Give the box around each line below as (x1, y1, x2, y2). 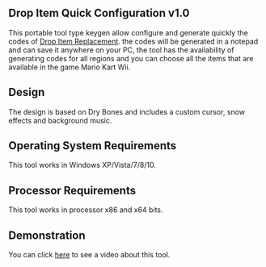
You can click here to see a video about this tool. (8, 250, 171, 260)
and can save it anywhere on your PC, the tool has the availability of (8, 44, 234, 55)
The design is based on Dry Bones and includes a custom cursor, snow (8, 106, 245, 116)
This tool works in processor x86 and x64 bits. (8, 205, 163, 215)
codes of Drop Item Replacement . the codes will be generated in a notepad (8, 36, 259, 46)
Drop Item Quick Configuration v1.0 (8, 6, 190, 20)
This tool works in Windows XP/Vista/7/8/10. (8, 161, 156, 170)
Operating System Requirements (8, 139, 177, 152)
